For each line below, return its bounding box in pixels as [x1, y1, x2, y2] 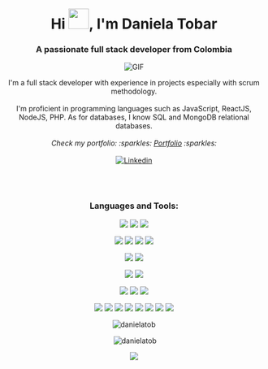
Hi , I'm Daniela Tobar [50, 15, 218, 33]
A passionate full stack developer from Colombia [35, 44, 233, 55]
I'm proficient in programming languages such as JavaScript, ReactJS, [16, 104, 252, 114]
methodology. [110, 86, 158, 97]
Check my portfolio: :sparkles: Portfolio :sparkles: [51, 138, 217, 148]
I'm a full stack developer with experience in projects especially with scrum [8, 78, 260, 88]
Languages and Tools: [89, 200, 179, 211]
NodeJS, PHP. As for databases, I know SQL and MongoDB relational [19, 112, 249, 122]
